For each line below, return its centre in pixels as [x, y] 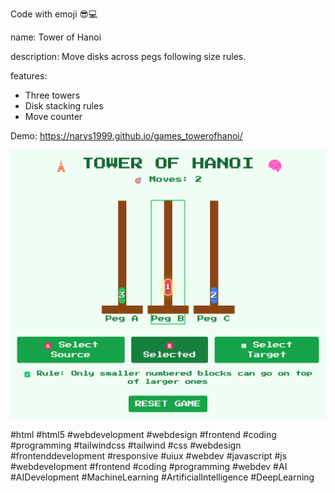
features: [29, 76]
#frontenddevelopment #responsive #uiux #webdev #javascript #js [149, 456]
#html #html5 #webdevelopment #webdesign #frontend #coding [143, 435]
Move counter [53, 116]
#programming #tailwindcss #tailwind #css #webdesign [126, 445]
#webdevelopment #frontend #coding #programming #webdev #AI [149, 467]
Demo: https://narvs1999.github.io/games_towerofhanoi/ [126, 136]
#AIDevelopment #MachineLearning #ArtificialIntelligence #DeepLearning [162, 477]
